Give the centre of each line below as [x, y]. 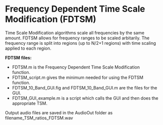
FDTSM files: [18, 57]
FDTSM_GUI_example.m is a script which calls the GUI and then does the [85, 98]
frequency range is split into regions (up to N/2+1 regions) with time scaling [81, 43]
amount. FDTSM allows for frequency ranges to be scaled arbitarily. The [77, 38]
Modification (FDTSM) [51, 19]
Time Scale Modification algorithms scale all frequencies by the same [75, 33]
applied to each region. [28, 48]
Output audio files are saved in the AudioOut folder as [59, 112]
